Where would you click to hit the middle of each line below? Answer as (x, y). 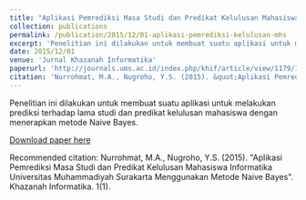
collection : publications (58, 26)
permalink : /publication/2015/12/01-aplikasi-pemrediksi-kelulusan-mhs (148, 35)
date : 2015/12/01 (42, 52)
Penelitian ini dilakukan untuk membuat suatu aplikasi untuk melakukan (143, 103)
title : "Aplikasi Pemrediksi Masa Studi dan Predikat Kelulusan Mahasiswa (154, 18)
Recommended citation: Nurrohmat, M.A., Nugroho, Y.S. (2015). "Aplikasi (146, 157)
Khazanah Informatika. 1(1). (60, 186)
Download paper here (50, 140)
